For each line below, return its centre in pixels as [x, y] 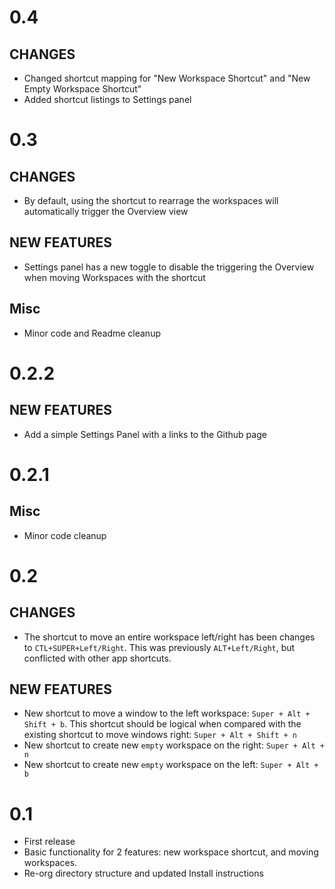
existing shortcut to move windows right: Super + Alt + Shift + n [160, 735]
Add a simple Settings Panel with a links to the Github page [145, 434]
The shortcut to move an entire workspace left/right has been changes [169, 637]
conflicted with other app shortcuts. [97, 658]
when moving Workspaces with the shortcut [114, 277]
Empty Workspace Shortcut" [82, 89]
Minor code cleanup [65, 535]
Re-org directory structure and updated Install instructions [143, 873]
